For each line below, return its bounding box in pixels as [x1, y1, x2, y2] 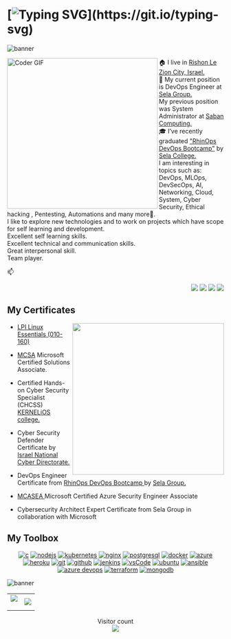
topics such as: [159, 166, 202, 174]
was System [159, 104, 194, 113]
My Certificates [7, 304, 76, 316]
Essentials [16, 330, 47, 338]
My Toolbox [7, 532, 59, 544]
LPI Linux [16, 322, 43, 331]
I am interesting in [159, 158, 210, 167]
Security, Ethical [159, 202, 205, 211]
